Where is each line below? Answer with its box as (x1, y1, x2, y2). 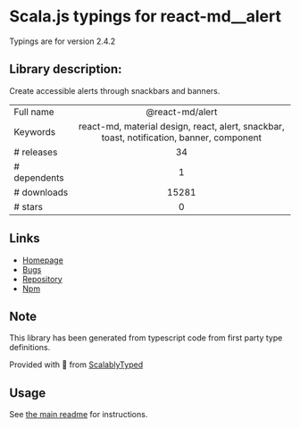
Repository (21, 273, 62, 284)
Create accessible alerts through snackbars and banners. (9, 85, 221, 96)
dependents (13, 172, 64, 184)
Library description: (9, 62, 122, 77)
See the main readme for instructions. (9, 409, 148, 420)
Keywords (13, 125, 56, 138)
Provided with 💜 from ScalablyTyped (9, 359, 144, 370)
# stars (13, 200, 43, 213)
